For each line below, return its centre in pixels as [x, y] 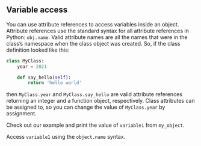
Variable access [37, 10]
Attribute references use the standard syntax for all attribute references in [98, 31]
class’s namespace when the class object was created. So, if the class [93, 43]
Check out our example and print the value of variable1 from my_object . [95, 125]
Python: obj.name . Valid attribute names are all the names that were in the [97, 37]
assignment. [22, 114]
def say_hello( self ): [44, 78]
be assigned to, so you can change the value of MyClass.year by [86, 107]
